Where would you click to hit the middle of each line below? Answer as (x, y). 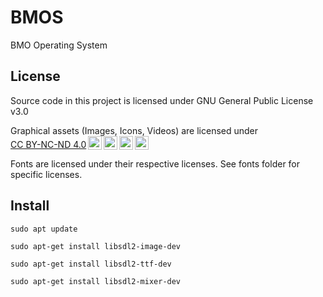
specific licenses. (46, 174)
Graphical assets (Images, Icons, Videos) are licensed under (134, 130)
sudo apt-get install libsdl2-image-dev (96, 246)
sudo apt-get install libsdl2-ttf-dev (91, 264)
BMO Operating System (59, 45)
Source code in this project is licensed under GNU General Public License (162, 100)
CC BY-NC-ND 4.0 (48, 144)
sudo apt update (44, 229)
